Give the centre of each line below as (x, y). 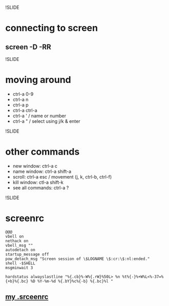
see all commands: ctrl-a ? (41, 188)
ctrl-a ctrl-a (25, 110)
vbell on (15, 236)
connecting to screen (52, 28)
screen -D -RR (28, 47)
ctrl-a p (21, 105)
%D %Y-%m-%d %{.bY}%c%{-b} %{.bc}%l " (72, 281)
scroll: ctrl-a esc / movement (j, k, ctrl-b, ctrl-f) (62, 177)
